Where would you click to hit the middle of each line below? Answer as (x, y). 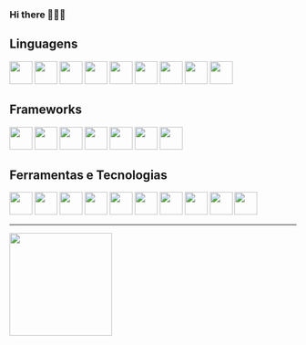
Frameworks (46, 110)
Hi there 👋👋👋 (38, 15)
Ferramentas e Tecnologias (89, 175)
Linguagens (44, 44)
